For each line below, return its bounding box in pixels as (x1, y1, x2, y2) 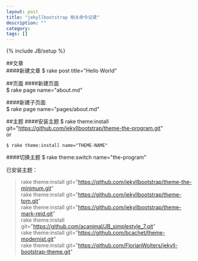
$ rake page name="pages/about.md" (6, 106, 100, 113)
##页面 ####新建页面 (6, 80, 60, 87)
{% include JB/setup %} (6, 47, 66, 54)
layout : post (6, 8, 39, 15)
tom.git (20, 198, 39, 205)
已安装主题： (6, 167, 38, 174)
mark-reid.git (20, 210, 53, 217)
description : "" (6, 20, 47, 26)
